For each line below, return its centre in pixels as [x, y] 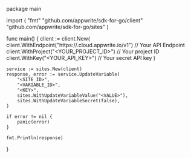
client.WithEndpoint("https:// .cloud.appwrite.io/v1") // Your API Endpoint [96, 45]
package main [24, 9]
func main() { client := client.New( [48, 38]
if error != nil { [29, 117]
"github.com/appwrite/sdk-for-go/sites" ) [57, 27]
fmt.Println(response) [35, 138]
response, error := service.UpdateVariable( [63, 74]
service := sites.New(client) [44, 69]
